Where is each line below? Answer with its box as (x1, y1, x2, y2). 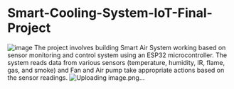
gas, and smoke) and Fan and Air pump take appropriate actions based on (7, 66, 225, 74)
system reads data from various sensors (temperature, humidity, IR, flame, (7, 58, 225, 66)
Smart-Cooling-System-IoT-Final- (7, 5, 213, 21)
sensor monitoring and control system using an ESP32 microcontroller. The (7, 51, 228, 59)
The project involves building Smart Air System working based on (34, 43, 226, 52)
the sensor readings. (7, 73, 68, 82)
